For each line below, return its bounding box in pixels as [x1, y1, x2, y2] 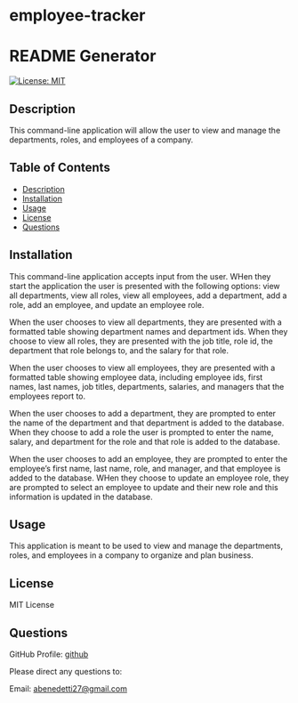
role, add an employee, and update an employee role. [9, 299, 205, 310]
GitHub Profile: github [9, 649, 89, 659]
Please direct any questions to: [9, 667, 123, 676]
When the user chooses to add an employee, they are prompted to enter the [9, 453, 288, 464]
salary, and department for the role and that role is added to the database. [9, 436, 280, 447]
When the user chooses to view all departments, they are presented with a [9, 317, 282, 327]
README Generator [9, 46, 157, 67]
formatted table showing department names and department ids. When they [9, 326, 288, 336]
